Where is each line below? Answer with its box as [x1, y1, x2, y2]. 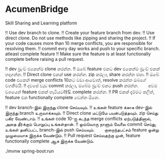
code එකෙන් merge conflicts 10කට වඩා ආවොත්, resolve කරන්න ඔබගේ [5, 77, 147, 83]
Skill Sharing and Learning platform [5, 20, 78, 26]
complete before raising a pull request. [5, 56, 84, 62]
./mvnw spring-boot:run [5, 148, 54, 154]
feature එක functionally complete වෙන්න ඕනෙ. [5, 94, 100, 100]
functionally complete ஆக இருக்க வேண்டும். [5, 138, 94, 144]
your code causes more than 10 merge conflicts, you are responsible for [5, 40, 153, 46]
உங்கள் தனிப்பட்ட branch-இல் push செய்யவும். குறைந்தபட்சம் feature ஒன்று [5, 127, 159, 133]
